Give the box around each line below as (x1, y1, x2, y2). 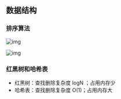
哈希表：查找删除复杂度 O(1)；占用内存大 (14, 86, 113, 93)
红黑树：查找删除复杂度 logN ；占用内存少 (14, 79, 116, 86)
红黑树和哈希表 (6, 65, 48, 73)
